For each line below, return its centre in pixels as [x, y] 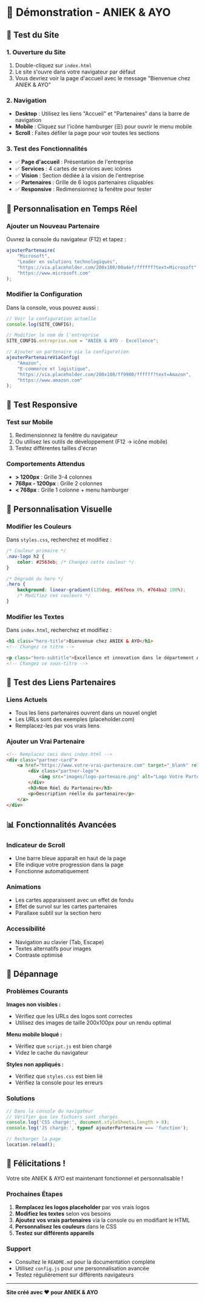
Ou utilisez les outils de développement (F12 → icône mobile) [91, 442]
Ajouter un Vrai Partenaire [46, 742]
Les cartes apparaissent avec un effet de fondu [74, 900]
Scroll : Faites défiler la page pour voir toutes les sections [87, 133]
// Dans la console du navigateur [50, 1111]
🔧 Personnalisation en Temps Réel [72, 209]
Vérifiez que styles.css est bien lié [59, 1076]
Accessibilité [26, 929]
